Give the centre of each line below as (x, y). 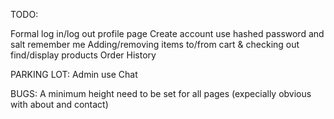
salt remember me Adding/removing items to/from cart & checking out (155, 44)
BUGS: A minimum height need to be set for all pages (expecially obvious (161, 93)
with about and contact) (59, 104)
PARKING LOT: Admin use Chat (74, 74)
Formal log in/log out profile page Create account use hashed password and (167, 33)
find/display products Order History (83, 55)
